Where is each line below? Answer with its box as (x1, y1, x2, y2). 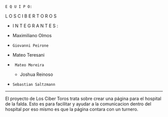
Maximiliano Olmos (12, 33, 52, 38)
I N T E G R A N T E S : (12, 23, 58, 29)
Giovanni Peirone (12, 43, 49, 48)
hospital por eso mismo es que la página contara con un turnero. (5, 106, 138, 112)
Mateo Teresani (12, 52, 45, 58)
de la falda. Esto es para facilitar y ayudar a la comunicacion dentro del (5, 101, 151, 107)
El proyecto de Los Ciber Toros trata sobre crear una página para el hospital (5, 95, 161, 101)
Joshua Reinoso (19, 71, 53, 77)
